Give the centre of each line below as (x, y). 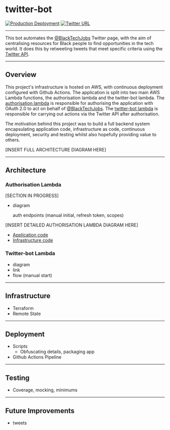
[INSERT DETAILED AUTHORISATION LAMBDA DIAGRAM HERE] (72, 225)
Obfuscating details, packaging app (57, 352)
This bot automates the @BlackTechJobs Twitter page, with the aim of (78, 38)
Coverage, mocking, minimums (45, 390)
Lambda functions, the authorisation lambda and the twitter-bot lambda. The (85, 98)
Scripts (20, 346)
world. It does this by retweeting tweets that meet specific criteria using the (84, 49)
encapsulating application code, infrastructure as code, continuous (75, 129)
